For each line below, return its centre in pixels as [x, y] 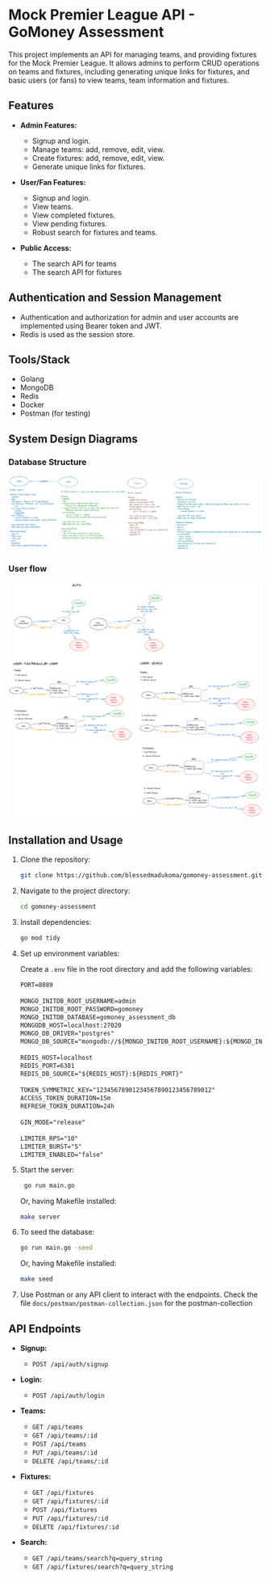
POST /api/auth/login [68, 1395]
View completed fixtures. [73, 215]
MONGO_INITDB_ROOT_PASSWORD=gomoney [81, 1009]
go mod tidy [40, 938]
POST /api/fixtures [65, 1509]
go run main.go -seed [56, 1248]
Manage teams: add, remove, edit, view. [98, 149]
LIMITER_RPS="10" [49, 1138]
